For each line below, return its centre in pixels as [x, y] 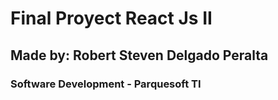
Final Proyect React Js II [111, 18]
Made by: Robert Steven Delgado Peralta [139, 55]
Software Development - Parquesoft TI [106, 84]
